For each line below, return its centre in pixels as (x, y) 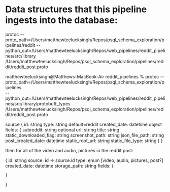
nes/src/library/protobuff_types (38, 103)
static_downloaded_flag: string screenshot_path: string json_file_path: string (85, 135)
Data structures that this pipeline (76, 9)
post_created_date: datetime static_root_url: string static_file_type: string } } (84, 141)
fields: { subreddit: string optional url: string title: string (62, 130)
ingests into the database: (61, 20)
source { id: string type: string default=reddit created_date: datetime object (84, 124)
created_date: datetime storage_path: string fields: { (60, 166)
